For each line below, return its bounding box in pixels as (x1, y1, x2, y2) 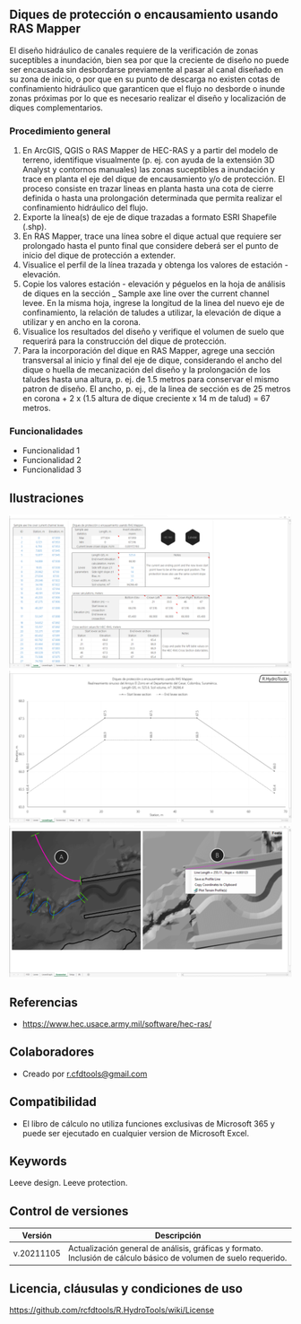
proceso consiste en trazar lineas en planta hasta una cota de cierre (21, 183, 274, 194)
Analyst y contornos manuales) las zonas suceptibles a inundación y (21, 164, 276, 175)
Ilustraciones (9, 490, 84, 505)
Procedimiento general (9, 125, 111, 137)
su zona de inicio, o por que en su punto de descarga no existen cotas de (9, 74, 280, 84)
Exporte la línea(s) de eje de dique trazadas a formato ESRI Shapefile (21, 212, 278, 223)
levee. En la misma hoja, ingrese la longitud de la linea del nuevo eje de (21, 298, 285, 309)
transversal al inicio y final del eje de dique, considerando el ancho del (21, 355, 282, 366)
